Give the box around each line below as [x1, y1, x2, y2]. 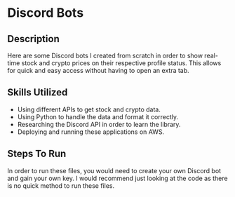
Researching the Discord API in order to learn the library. [17, 120, 181, 128]
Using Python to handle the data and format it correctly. [17, 112, 179, 121]
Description [7, 33, 60, 45]
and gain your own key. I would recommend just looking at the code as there [7, 174, 228, 182]
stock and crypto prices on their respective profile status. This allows [21, 59, 222, 67]
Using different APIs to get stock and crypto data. [17, 105, 161, 114]
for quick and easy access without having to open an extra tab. [7, 67, 189, 74]
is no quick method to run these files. [7, 181, 114, 190]
